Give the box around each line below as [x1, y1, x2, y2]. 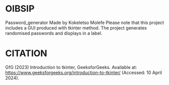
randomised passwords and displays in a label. [5, 30, 102, 36]
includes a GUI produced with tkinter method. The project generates [5, 24, 147, 30]
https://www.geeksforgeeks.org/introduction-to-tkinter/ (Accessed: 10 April [5, 69, 162, 75]
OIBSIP [5, 3, 35, 14]
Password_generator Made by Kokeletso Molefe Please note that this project [5, 19, 164, 25]
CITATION [5, 48, 47, 59]
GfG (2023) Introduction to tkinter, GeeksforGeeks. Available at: [5, 64, 137, 70]
